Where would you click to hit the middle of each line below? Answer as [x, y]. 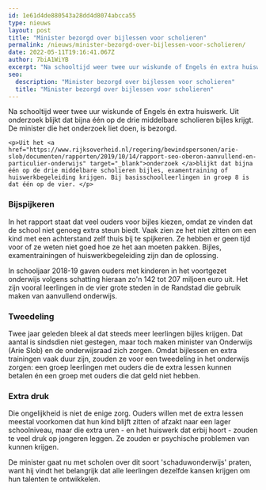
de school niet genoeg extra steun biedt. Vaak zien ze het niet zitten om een [132, 230]
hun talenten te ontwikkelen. [54, 479]
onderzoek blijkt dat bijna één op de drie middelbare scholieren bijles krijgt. [131, 120]
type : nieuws [30, 23]
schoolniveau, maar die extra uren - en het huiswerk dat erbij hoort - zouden [133, 430]
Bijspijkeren [32, 204]
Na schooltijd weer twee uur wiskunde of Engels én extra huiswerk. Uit [123, 112]
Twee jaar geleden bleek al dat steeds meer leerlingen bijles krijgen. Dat [125, 333]
